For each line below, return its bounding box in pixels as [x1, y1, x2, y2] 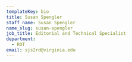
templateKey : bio [6, 8, 49, 15]
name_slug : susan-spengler [6, 25, 73, 31]
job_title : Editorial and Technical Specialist [6, 31, 127, 37]
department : [6, 36, 36, 42]
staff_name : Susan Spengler [6, 19, 76, 25]
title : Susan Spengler [6, 14, 62, 20]
